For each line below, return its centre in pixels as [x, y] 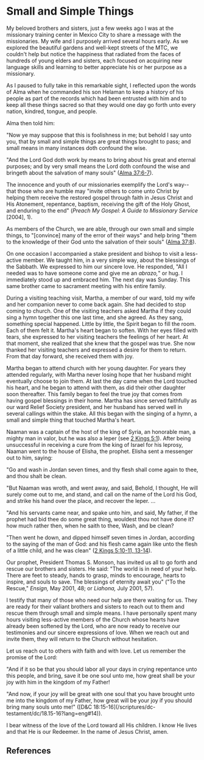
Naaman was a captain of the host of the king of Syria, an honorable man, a [101, 432]
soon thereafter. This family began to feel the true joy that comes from [94, 394]
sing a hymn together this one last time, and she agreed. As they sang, [95, 317]
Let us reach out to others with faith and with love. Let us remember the [96, 651]
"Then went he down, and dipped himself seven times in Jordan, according [100, 537]
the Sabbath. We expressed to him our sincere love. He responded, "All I [97, 266]
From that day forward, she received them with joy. [70, 356]
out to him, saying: [30, 458]
